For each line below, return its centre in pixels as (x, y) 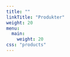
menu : (13, 28)
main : (18, 34)
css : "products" (26, 45)
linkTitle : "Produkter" (36, 17)
